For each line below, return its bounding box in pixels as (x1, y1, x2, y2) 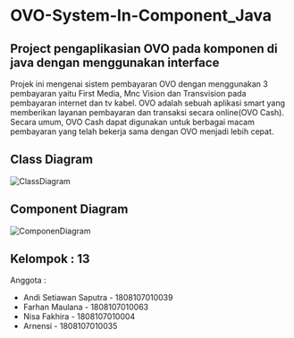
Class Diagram (10, 152, 93, 167)
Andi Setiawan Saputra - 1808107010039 (22, 292, 173, 303)
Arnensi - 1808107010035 (22, 321, 118, 332)
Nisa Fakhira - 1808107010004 (22, 311, 136, 322)
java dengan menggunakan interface (10, 55, 220, 70)
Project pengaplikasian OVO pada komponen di (10, 41, 278, 56)
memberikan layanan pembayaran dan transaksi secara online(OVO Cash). (10, 107, 285, 117)
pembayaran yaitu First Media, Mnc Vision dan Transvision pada (10, 89, 247, 98)
